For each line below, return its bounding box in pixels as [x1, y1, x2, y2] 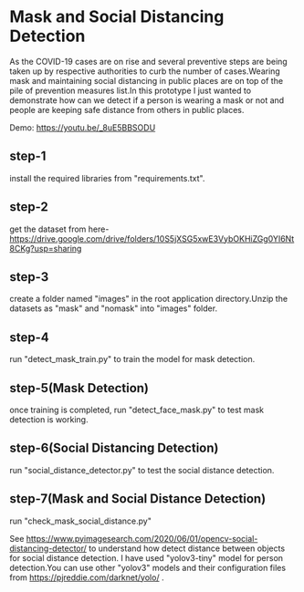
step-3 [9, 269, 49, 285]
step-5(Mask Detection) [9, 380, 149, 396]
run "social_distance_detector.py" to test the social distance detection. [9, 464, 275, 475]
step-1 [9, 149, 47, 164]
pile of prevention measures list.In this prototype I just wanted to [9, 85, 252, 96]
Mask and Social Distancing [9, 6, 225, 27]
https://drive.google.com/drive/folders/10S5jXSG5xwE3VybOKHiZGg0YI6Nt [9, 233, 295, 244]
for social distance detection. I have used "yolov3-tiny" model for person [9, 552, 284, 563]
